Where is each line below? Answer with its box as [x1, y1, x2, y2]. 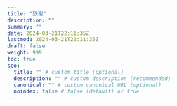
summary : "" [7, 23, 42, 30]
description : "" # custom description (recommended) [13, 75, 171, 82]
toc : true [7, 56, 37, 63]
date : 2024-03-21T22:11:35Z [7, 29, 90, 37]
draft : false [7, 43, 46, 50]
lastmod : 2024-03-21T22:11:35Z [7, 36, 99, 43]
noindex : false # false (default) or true [13, 88, 140, 95]
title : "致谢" [7, 10, 47, 17]
